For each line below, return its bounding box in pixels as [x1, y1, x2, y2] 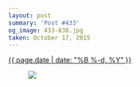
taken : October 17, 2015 [8, 33, 91, 42]
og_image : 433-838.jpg [8, 26, 84, 34]
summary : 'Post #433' [8, 19, 80, 27]
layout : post [8, 11, 52, 20]
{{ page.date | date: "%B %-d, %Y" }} [8, 55, 132, 65]
